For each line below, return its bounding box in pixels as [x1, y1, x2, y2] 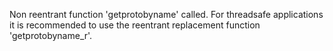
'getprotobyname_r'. [9, 30, 93, 41]
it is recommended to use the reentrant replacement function [9, 19, 261, 31]
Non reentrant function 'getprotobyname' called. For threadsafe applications [9, 9, 324, 20]
